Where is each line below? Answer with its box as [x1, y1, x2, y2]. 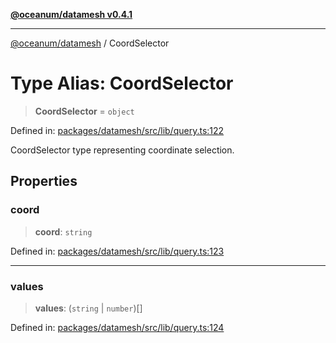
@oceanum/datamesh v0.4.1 [10, 9, 133, 20]
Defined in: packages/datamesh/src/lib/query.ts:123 [10, 245, 225, 257]
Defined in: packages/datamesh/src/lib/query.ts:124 [10, 321, 225, 333]
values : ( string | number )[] [34, 302, 143, 314]
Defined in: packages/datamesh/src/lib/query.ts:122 [10, 124, 225, 136]
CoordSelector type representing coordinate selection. [10, 144, 235, 156]
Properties [10, 173, 78, 190]
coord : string [34, 225, 93, 238]
